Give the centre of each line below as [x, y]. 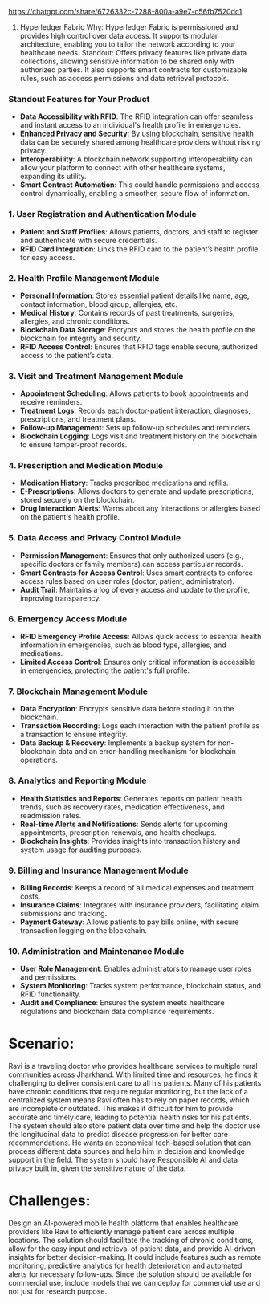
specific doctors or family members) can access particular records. [131, 564]
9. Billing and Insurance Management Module [98, 870]
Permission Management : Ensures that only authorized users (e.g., [132, 555]
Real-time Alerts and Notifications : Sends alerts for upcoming [124, 824]
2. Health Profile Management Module [84, 278]
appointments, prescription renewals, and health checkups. [118, 832]
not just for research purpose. [58, 1291]
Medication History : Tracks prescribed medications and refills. [124, 483]
